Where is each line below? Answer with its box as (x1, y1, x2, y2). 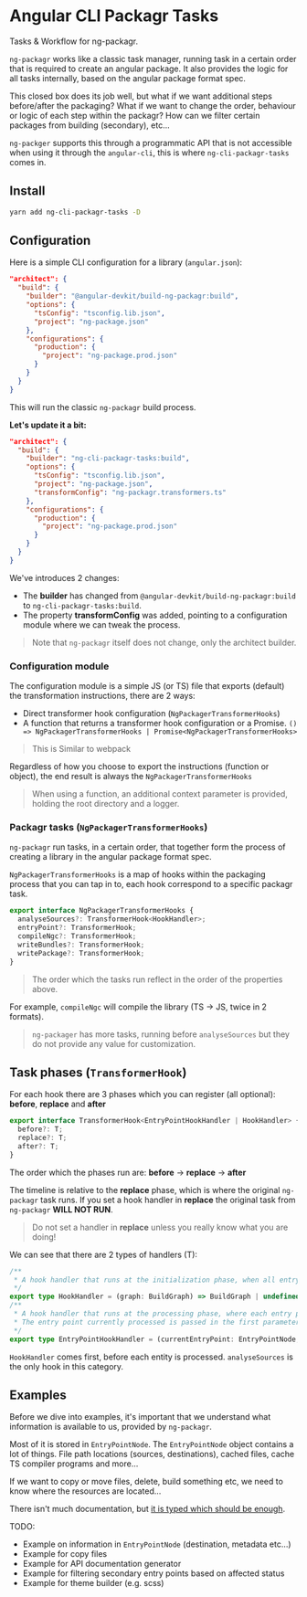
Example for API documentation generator (22, 1559, 182, 1570)
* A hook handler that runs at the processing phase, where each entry (13, 1309, 292, 1318)
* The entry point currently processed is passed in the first (13, 1317, 259, 1327)
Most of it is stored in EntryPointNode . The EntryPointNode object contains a (9, 1439, 294, 1450)
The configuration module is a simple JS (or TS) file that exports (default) (9, 681, 285, 692)
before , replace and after (9, 1098, 107, 1110)
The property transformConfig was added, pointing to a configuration (22, 609, 288, 620)
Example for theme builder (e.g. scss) (22, 1578, 164, 1589)
